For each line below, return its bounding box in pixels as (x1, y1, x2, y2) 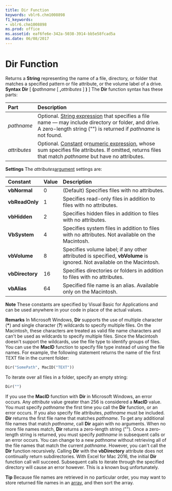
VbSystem (8, 231, 34, 238)
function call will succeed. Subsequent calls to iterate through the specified (5, 459, 165, 465)
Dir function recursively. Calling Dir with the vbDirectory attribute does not (5, 447, 163, 454)
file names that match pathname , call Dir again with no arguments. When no (5, 420, 166, 426)
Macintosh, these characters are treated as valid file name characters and (5, 327, 161, 333)
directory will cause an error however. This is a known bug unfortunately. (5, 464, 159, 470)
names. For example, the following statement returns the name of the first (5, 349, 161, 356)
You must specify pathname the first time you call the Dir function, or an (5, 404, 158, 410)
